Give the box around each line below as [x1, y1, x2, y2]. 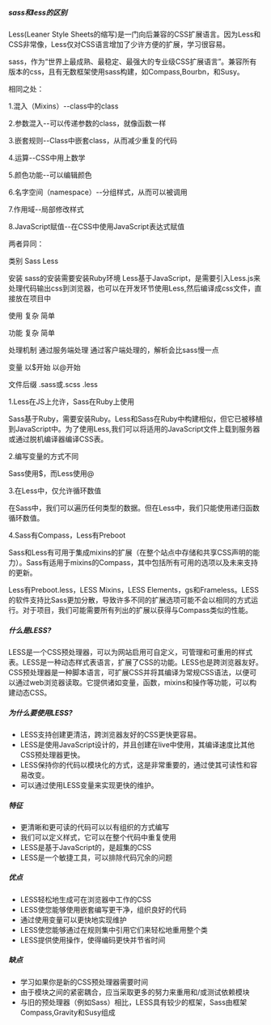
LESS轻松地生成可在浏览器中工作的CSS [19, 895, 152, 904]
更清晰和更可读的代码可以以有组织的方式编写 [19, 822, 170, 831]
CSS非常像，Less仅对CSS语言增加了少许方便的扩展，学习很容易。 [8, 39, 231, 49]
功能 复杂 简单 [8, 328, 55, 338]
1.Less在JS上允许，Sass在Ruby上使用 [8, 397, 135, 406]
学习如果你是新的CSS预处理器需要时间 [19, 976, 148, 987]
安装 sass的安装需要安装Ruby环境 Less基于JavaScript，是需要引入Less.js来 [8, 273, 261, 283]
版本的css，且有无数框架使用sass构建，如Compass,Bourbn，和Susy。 [8, 66, 244, 76]
